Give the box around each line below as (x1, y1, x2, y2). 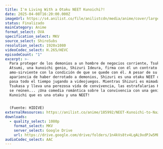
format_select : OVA (5, 30, 45, 34)
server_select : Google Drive (14, 128, 73, 133)
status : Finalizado (5, 20, 45, 26)
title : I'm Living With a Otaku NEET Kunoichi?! (5, 7, 105, 12)
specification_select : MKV (5, 34, 60, 39)
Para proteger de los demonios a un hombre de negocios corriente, (9, 61, 149, 66)
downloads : (5, 115, 27, 119)
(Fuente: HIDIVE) (9, 105, 45, 110)
